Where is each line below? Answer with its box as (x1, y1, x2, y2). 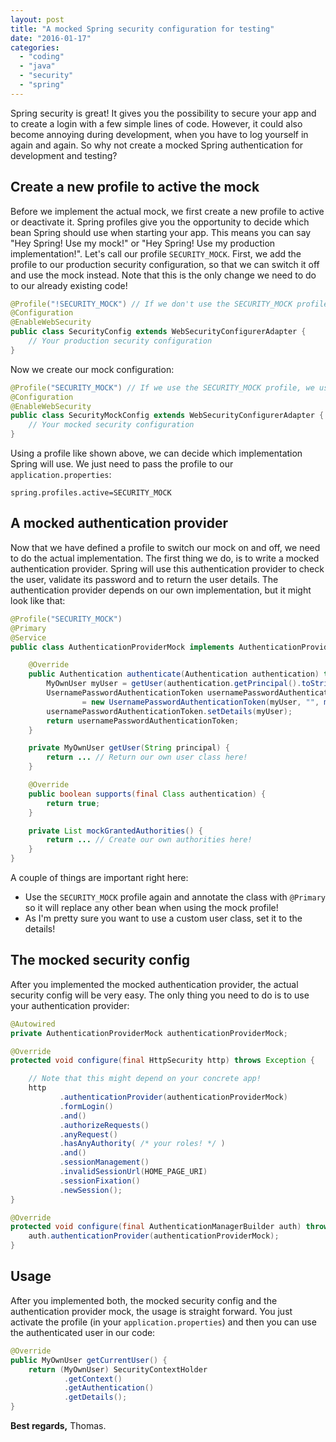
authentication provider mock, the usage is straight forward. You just (10, 1305, 293, 1317)
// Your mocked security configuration (28, 420, 195, 430)
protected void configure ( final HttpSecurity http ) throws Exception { (10, 1056, 315, 1066)
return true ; (46, 798, 101, 808)
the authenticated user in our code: (10, 1326, 156, 1338)
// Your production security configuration (28, 336, 213, 346)
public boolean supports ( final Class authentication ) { (28, 789, 267, 799)
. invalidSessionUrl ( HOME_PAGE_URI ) (59, 1167, 208, 1177)
